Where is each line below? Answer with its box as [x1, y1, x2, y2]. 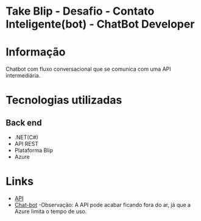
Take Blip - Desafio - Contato [5, 4, 155, 18]
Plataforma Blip [14, 147, 53, 154]
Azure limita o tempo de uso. [14, 208, 87, 215]
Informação [5, 45, 66, 59]
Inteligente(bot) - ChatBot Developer [5, 17, 195, 31]
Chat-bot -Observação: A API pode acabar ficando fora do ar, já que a [14, 201, 191, 209]
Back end [5, 117, 42, 128]
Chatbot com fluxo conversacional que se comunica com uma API [5, 65, 171, 73]
